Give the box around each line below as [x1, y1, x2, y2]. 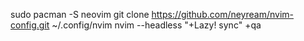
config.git [10, 19, 50, 31]
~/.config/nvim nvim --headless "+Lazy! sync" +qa [51, 19, 262, 31]
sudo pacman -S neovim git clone [10, 9, 150, 20]
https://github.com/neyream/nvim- [151, 9, 295, 20]
